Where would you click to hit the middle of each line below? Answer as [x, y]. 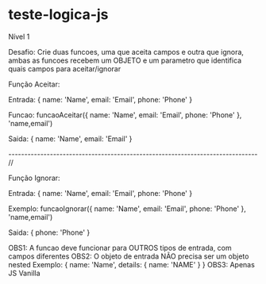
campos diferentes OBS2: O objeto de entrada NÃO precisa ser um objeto [129, 256]
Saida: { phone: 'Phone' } [49, 232]
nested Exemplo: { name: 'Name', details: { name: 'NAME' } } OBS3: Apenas [132, 264]
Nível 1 [19, 36]
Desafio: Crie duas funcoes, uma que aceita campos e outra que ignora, [126, 52]
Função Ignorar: [35, 178]
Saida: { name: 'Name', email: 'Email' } [70, 138]
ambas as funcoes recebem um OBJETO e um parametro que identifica [125, 60]
